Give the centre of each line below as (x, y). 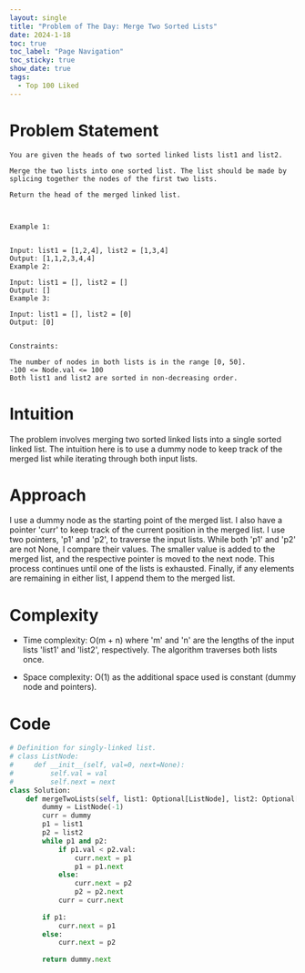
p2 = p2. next (99, 892)
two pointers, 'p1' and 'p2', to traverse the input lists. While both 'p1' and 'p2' (153, 540)
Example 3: (30, 298)
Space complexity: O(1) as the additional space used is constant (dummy (159, 677)
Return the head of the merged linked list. (95, 195)
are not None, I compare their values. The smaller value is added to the (142, 549)
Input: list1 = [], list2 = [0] (71, 314)
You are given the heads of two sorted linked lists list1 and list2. (146, 155)
